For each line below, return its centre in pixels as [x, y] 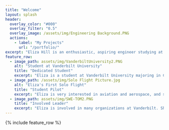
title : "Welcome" [23, 10]
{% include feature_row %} [33, 122]
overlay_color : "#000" [33, 24]
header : [13, 19]
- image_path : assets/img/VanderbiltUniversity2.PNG [66, 61]
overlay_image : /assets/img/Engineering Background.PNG [69, 33]
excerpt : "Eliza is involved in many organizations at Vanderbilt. [86, 108]
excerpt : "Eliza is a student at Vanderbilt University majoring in [88, 76]
